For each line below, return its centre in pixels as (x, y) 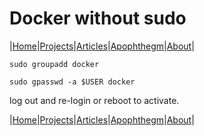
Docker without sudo (98, 18)
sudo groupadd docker (54, 64)
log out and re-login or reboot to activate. (94, 100)
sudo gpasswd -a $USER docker (72, 82)
